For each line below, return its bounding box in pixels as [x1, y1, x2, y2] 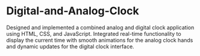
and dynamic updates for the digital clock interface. [6, 43, 134, 50]
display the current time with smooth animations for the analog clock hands [6, 36, 193, 43]
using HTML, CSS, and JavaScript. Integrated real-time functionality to [6, 30, 182, 37]
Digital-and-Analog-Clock [6, 4, 140, 18]
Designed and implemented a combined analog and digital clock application [6, 24, 195, 31]
